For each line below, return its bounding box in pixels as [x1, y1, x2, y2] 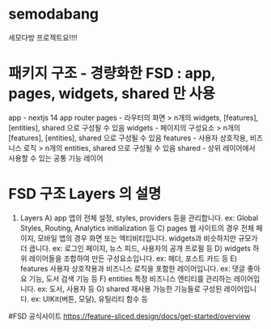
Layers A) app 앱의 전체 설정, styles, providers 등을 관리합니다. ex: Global [19, 212, 259, 223]
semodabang [8, 5, 100, 23]
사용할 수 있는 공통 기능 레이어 [8, 153, 104, 163]
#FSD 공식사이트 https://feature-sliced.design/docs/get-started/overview [8, 311, 251, 321]
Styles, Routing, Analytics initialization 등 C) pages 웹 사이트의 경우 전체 [19, 223, 255, 233]
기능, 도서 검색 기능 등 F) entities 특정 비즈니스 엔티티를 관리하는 [28, 273, 232, 284]
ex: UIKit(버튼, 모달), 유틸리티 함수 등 [31, 293, 148, 304]
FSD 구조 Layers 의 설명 [8, 185, 162, 203]
